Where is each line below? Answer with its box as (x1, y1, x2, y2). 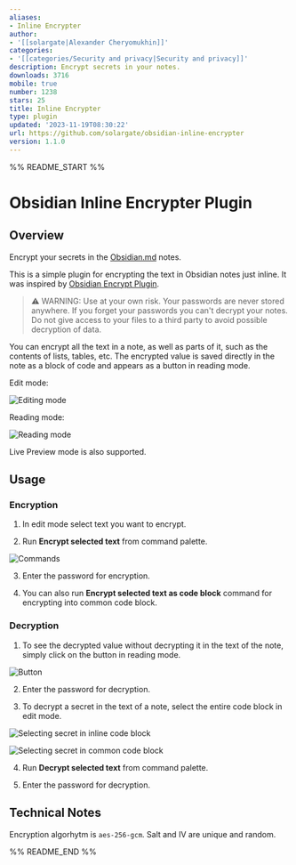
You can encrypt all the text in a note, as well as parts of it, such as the (9, 341, 268, 352)
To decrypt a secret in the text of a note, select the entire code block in (21, 700, 283, 712)
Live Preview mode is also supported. (9, 446, 147, 457)
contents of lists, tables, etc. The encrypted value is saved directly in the (9, 351, 276, 361)
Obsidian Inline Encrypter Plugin (9, 192, 253, 213)
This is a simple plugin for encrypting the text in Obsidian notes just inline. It (9, 269, 287, 279)
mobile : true (9, 79, 58, 88)
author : (9, 29, 38, 38)
